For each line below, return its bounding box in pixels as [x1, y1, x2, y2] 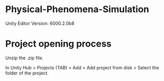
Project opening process [5, 38, 111, 50]
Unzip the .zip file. [5, 55, 44, 61]
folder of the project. [5, 70, 49, 76]
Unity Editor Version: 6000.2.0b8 [5, 20, 75, 26]
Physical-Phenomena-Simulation [5, 4, 149, 15]
